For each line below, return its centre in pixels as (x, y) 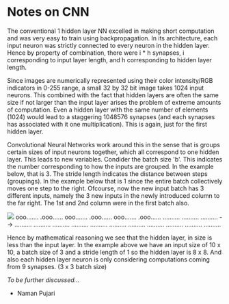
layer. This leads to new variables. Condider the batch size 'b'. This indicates (115, 159)
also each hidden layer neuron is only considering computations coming (109, 259)
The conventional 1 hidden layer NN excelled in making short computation (111, 31)
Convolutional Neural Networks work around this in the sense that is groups (113, 144)
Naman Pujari (36, 293)
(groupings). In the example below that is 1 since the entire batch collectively (115, 181)
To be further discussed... (43, 280)
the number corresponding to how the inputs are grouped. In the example (110, 166)
